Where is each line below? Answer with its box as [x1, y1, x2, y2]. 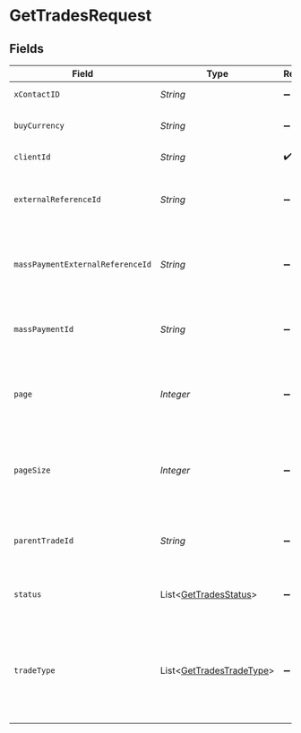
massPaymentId [13, 324, 74, 334]
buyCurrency [13, 121, 65, 131]
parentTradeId [13, 536, 74, 546]
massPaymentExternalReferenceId [13, 260, 152, 269]
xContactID [13, 89, 60, 99]
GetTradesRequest [9, 5, 152, 26]
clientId [13, 152, 51, 162]
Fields [9, 41, 45, 56]
